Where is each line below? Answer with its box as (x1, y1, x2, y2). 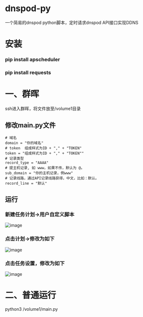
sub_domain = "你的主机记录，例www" (5, 171, 73, 176)
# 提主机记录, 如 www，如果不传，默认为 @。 (5, 165, 85, 170)
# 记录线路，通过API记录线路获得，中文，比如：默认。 (5, 176, 99, 180)
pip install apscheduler (5, 56, 60, 63)
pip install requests (5, 69, 51, 76)
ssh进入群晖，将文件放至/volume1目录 (5, 106, 81, 111)
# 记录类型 (5, 156, 24, 161)
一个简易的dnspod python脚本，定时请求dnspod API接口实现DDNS (5, 19, 139, 25)
